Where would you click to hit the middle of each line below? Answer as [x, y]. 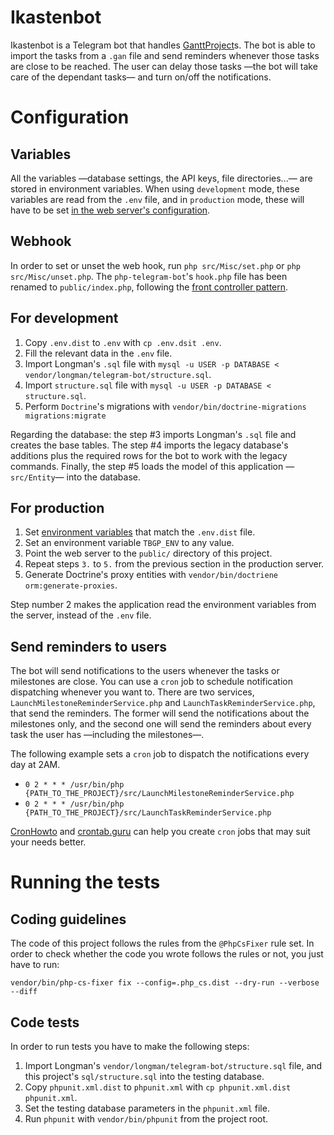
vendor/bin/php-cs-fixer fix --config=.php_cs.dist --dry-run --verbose [165, 983]
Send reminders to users [89, 646]
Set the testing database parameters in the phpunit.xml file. [147, 1108]
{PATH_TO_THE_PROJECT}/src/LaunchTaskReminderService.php [148, 813]
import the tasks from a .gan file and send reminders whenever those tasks [165, 55]
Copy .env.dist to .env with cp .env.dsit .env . [123, 342]
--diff [24, 992]
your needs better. [48, 842]
